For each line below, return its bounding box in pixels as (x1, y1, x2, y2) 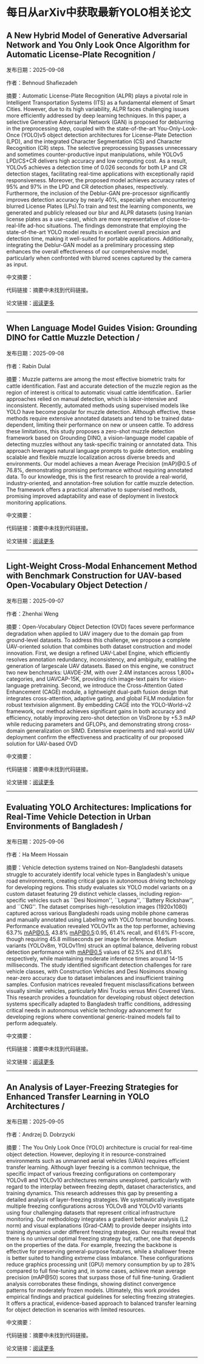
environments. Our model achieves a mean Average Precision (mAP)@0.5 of (6, 460, 197, 467)
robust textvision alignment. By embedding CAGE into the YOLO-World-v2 (6, 701, 191, 708)
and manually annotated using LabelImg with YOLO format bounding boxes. (6, 916, 195, 923)
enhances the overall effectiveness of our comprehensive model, (6, 248, 169, 255)
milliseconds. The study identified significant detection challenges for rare (6, 961, 192, 969)
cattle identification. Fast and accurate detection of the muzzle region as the (6, 382, 197, 389)
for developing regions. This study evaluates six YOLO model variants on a (6, 884, 192, 891)
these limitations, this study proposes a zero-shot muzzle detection (6, 427, 175, 435)
